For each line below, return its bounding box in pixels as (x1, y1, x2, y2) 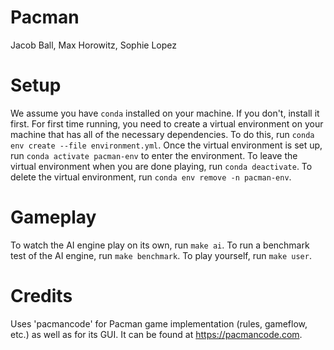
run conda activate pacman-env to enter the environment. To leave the (10, 149, 298, 161)
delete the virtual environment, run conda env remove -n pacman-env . (10, 171, 292, 183)
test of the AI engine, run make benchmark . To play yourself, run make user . (10, 249, 312, 261)
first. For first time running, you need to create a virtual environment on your (10, 117, 324, 130)
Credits (10, 285, 73, 307)
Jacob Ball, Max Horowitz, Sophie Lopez (10, 39, 178, 51)
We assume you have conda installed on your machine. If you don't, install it (10, 107, 320, 119)
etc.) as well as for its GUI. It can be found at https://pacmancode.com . (10, 328, 303, 340)
